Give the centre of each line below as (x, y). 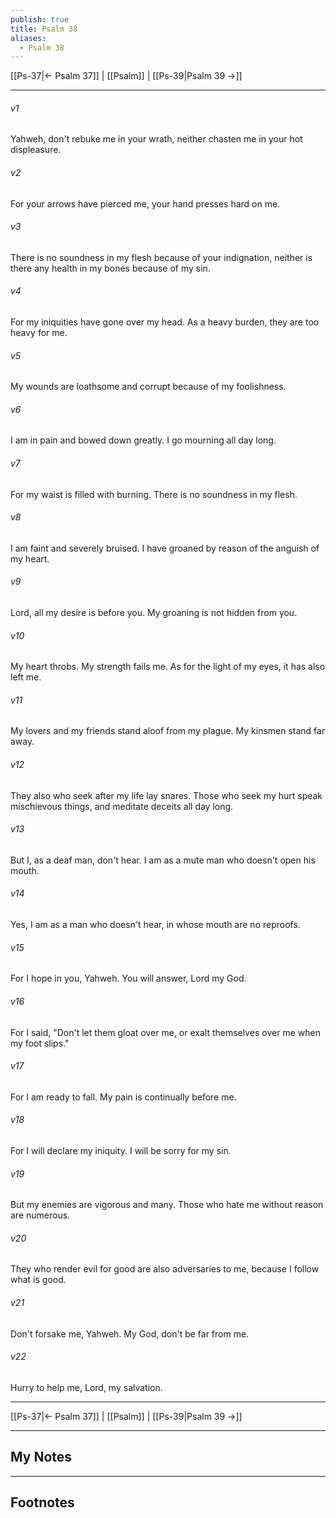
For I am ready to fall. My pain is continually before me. (123, 1097)
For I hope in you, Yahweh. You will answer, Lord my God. (128, 978)
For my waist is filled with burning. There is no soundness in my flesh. (154, 494)
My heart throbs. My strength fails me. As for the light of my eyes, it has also (168, 667)
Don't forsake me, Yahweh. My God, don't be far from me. (130, 1333)
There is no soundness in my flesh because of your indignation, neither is (161, 257)
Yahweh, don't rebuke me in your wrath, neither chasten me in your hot (156, 139)
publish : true (40, 19)
